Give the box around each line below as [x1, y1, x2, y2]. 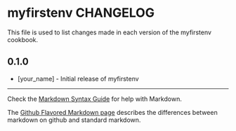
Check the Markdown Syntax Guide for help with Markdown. [7, 95, 183, 103]
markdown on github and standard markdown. [7, 116, 141, 124]
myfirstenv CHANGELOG [7, 5, 155, 21]
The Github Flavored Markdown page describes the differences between [7, 108, 218, 116]
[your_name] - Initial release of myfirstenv [17, 74, 139, 83]
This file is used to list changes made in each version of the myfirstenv [7, 28, 212, 36]
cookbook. [7, 35, 39, 43]
